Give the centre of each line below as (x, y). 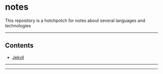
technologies (18, 25)
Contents (19, 46)
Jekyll (18, 57)
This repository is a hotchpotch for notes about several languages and (75, 20)
